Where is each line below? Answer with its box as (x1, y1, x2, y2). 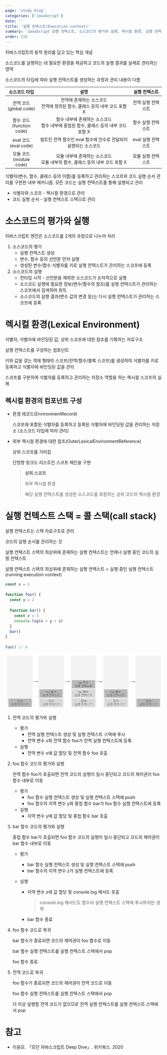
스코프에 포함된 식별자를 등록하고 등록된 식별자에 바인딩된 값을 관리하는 (12, 421, 151, 427)
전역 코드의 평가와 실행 (12, 715, 57, 721)
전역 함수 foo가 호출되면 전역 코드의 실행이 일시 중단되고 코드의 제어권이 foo (12, 771, 160, 777)
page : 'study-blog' (5, 8, 46, 13)
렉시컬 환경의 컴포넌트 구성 (5, 397, 82, 405)
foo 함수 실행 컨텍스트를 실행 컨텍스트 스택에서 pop (12, 991, 112, 997)
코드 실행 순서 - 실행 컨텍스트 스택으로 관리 (12, 196, 95, 202)
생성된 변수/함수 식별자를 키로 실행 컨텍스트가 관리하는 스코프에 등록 (19, 262, 152, 268)
